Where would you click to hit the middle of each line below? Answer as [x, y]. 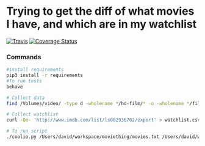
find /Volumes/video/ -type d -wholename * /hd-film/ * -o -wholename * [98, 103]
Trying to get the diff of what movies [100, 11]
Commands [24, 57]
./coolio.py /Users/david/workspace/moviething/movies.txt [83, 137]
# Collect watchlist [33, 114]
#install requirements [35, 70]
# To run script [27, 131]
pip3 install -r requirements [45, 75]
